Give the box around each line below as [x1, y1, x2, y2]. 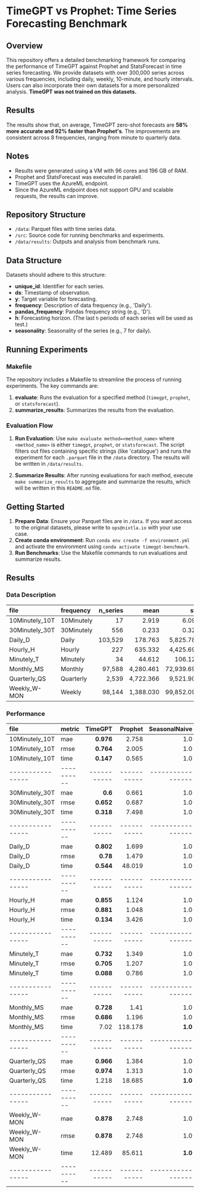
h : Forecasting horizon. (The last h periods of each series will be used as [14, 314, 193, 322]
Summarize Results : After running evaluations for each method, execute [14, 472, 193, 479]
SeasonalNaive [148, 725, 192, 733]
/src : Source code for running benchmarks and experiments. [14, 231, 165, 239]
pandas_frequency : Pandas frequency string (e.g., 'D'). [14, 308, 152, 316]
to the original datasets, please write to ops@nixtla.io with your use [14, 524, 182, 531]
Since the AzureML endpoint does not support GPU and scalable [14, 186, 174, 193]
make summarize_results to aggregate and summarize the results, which [14, 478, 190, 486]
